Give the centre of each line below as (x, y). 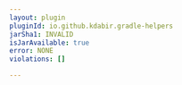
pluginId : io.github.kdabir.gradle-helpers (91, 26)
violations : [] (37, 59)
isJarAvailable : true (50, 42)
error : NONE (31, 51)
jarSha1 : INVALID (41, 34)
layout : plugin (37, 17)
